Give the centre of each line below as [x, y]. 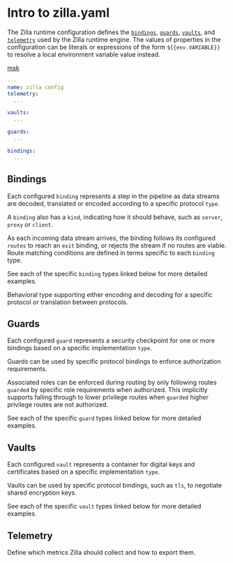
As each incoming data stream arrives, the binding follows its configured [112, 238]
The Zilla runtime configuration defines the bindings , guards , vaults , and [111, 32]
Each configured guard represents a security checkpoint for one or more [111, 340]
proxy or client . [30, 224]
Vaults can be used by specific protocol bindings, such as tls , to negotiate [114, 486]
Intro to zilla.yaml [59, 13]
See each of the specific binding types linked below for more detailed [107, 273]
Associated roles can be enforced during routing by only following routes [112, 382]
